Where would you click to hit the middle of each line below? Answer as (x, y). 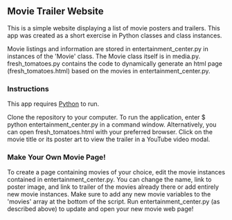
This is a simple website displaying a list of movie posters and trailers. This (114, 28)
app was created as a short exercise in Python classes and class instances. (115, 35)
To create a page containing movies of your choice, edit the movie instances (116, 172)
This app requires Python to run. (53, 104)
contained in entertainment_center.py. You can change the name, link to (109, 180)
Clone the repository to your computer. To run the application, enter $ (106, 118)
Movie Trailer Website (55, 11)
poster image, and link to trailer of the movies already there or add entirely (113, 187)
